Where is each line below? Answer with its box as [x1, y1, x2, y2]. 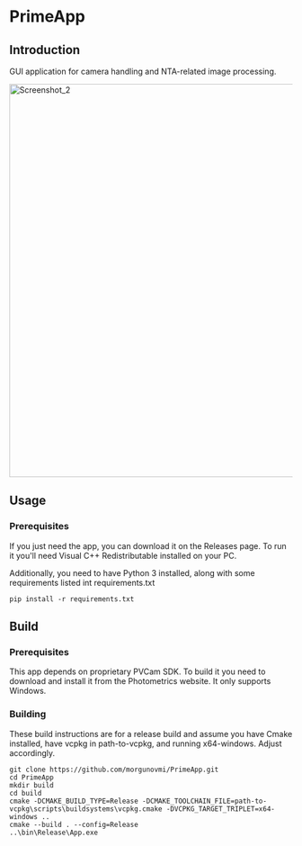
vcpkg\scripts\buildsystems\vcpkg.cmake [9, 804, 164, 814]
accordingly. [9, 747, 56, 758]
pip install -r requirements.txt [9, 594, 135, 604]
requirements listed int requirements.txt [9, 577, 155, 588]
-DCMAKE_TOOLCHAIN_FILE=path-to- [142, 796, 268, 805]
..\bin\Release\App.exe [9, 828, 99, 837]
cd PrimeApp [9, 772, 54, 782]
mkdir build [9, 780, 54, 789]
